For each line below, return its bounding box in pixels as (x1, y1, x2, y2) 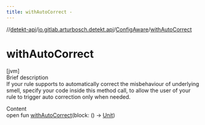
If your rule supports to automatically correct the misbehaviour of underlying (6, 80, 199, 87)
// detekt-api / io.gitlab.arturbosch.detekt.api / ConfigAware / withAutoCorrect (6, 26, 192, 33)
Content (6, 105, 27, 112)
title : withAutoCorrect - (6, 9, 72, 15)
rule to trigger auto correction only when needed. (6, 93, 131, 101)
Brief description (6, 74, 49, 81)
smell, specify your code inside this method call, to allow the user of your (6, 87, 191, 94)
